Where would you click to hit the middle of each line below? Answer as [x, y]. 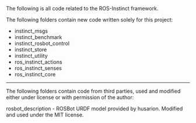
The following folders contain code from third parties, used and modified [93, 91]
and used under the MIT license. [45, 115]
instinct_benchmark [38, 37]
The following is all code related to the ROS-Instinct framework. [82, 8]
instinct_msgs [31, 31]
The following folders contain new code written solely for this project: [90, 20]
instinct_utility [31, 56]
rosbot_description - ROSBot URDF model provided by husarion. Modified [94, 108]
